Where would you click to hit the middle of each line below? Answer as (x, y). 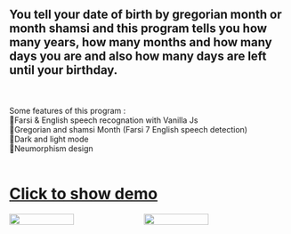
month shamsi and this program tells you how (138, 29)
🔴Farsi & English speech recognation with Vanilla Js (104, 120)
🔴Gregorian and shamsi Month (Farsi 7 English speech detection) (128, 129)
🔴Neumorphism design (51, 148)
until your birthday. (64, 70)
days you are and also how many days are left (138, 56)
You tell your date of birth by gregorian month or (145, 15)
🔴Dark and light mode (49, 139)
